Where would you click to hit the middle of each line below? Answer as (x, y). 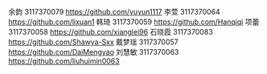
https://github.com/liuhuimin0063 (64, 61)
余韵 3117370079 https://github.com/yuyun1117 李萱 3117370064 (115, 12)
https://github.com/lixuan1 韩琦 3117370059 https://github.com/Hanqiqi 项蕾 (134, 22)
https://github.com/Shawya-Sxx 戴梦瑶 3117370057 (93, 42)
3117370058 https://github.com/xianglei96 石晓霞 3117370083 (111, 32)
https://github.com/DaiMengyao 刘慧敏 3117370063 (94, 52)
